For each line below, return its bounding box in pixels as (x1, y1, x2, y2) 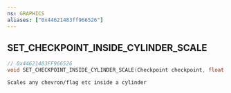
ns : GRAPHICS (7, 10, 45, 17)
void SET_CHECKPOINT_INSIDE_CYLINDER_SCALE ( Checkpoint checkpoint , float (7, 67, 225, 74)
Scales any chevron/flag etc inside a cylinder (7, 79, 147, 86)
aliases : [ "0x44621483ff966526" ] (7, 17, 104, 23)
